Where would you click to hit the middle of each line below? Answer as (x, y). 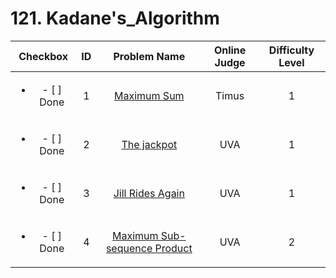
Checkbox (43, 56)
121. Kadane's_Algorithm (115, 18)
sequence (129, 248)
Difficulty (291, 50)
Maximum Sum (149, 95)
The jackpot (149, 144)
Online (230, 50)
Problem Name (149, 56)
